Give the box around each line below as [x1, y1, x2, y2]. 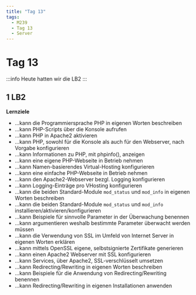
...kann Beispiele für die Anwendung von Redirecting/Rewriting [14, 269, 167, 277]
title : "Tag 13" [6, 8, 46, 15]
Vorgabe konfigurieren [14, 144, 69, 151]
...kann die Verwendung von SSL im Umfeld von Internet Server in [14, 232, 174, 239]
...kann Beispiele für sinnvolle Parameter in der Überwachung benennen [14, 213, 190, 220]
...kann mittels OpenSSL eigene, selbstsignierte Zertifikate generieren [14, 244, 184, 251]
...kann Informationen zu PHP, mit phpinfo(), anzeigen [14, 151, 145, 158]
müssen [14, 226, 34, 233]
